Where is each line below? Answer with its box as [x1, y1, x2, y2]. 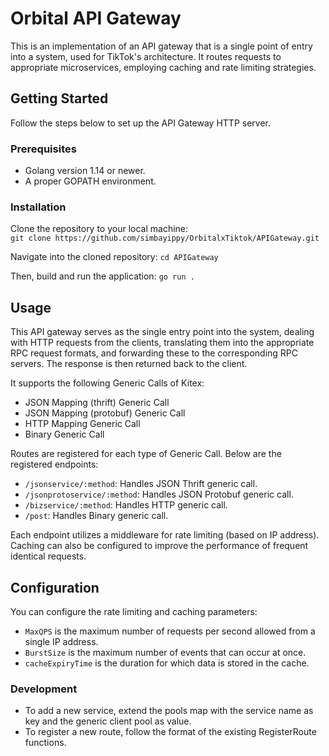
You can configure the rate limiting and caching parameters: [10, 605, 258, 617]
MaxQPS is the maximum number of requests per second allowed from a [24, 625, 316, 637]
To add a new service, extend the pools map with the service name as [24, 705, 314, 717]
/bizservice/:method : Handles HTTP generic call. [24, 499, 228, 511]
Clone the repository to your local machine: [10, 223, 189, 235]
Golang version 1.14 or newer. [24, 165, 146, 177]
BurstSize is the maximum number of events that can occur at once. [24, 646, 307, 658]
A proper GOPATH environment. [24, 175, 157, 187]
